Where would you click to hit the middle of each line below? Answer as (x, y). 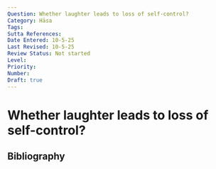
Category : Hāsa (30, 21)
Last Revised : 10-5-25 (41, 47)
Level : (17, 60)
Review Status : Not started (49, 54)
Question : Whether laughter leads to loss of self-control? (98, 14)
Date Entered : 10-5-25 (41, 40)
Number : (19, 73)
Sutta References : (34, 34)
